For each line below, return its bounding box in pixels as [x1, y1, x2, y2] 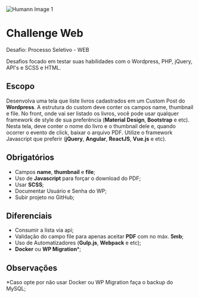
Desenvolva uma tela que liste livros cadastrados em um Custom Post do [6, 97, 185, 104]
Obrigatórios [6, 153, 55, 163]
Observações [6, 263, 58, 273]
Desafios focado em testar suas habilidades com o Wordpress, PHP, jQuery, [6, 57, 192, 65]
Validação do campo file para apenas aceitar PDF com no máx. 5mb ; [14, 233, 184, 240]
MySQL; [6, 285, 26, 292]
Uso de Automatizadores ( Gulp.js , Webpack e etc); [14, 239, 142, 247]
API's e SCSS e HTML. [6, 64, 61, 71]
